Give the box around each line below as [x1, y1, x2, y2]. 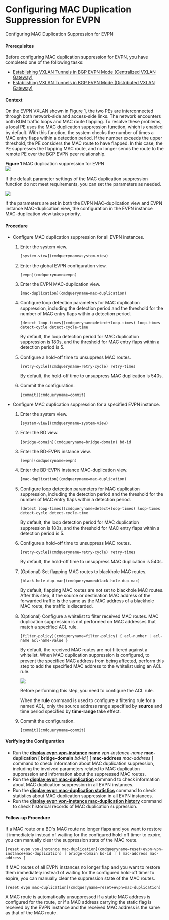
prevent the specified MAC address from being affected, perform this [20, 658, 164, 664]
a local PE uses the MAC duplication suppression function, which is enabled [5, 124, 163, 130]
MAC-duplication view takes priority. [5, 211, 81, 217]
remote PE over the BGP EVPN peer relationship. [5, 151, 106, 157]
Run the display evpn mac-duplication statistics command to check [12, 787, 156, 793]
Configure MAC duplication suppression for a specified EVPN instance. [12, 401, 160, 407]
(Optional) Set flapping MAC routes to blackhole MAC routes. [20, 568, 147, 575]
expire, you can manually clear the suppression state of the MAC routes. [5, 875, 155, 881]
